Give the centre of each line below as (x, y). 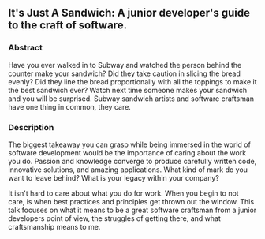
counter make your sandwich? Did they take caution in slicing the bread (124, 73)
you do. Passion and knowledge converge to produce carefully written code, (132, 161)
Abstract (26, 48)
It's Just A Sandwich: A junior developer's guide (129, 13)
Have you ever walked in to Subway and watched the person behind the (125, 65)
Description (31, 127)
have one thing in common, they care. (70, 106)
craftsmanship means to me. (54, 226)
